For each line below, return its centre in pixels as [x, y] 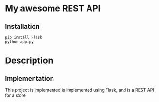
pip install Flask [24, 37]
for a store [15, 95]
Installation [22, 26]
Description [29, 61]
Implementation [30, 79]
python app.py [19, 42]
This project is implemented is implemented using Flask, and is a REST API [79, 90]
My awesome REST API [53, 8]
